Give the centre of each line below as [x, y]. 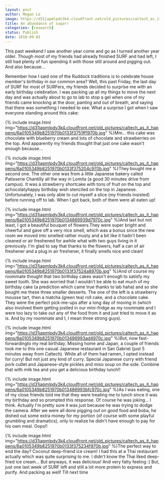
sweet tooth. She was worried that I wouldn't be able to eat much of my [77, 281]
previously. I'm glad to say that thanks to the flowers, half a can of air [75, 246]
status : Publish [22, 32]
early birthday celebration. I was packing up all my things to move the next [81, 92]
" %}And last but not [131, 220]
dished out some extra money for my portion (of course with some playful [80, 416]
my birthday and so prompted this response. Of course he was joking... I [78, 400]
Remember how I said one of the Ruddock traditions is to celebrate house [79, 76]
